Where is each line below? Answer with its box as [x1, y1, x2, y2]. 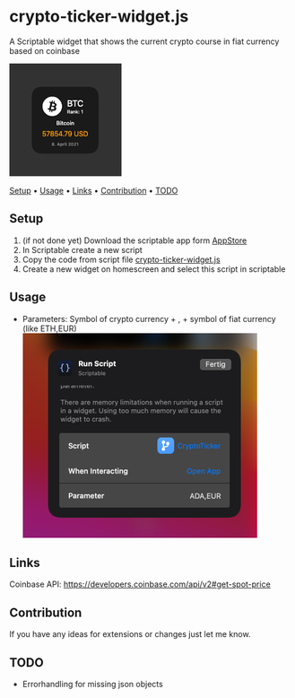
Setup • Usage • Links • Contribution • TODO [9, 185, 178, 196]
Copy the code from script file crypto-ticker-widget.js [22, 254, 221, 265]
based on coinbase [9, 45, 81, 56]
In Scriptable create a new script [22, 244, 143, 255]
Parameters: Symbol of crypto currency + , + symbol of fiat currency [22, 313, 276, 324]
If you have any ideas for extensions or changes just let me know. [9, 629, 251, 640]
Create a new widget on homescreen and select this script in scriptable [22, 263, 286, 275]
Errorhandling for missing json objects [22, 679, 163, 689]
